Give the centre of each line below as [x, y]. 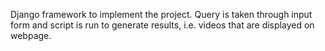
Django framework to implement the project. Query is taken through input [161, 14]
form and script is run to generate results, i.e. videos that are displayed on [162, 25]
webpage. [31, 35]
